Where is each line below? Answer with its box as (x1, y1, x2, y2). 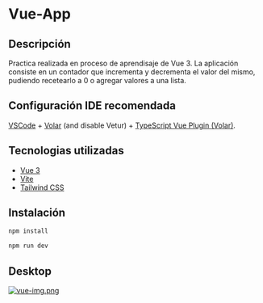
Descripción (8, 37, 71, 51)
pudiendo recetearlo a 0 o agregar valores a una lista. (8, 76, 187, 85)
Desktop (8, 264, 52, 278)
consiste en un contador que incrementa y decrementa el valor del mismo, (8, 67, 256, 77)
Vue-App (8, 5, 71, 23)
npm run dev (8, 242, 48, 250)
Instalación (8, 206, 66, 220)
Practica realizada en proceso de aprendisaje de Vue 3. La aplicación (8, 58, 239, 68)
